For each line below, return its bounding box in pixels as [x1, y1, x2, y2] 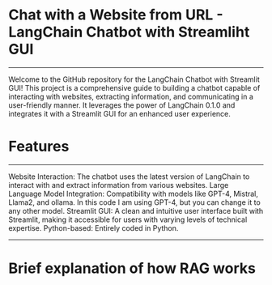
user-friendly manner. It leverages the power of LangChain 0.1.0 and [8, 100, 236, 110]
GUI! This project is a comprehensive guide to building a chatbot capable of [8, 83, 261, 92]
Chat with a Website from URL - [8, 6, 224, 24]
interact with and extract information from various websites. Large [8, 180, 229, 189]
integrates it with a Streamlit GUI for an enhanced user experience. [8, 108, 231, 118]
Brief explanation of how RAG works [8, 259, 257, 278]
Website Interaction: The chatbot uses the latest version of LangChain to [8, 172, 250, 181]
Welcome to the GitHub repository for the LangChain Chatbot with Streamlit [8, 74, 261, 84]
